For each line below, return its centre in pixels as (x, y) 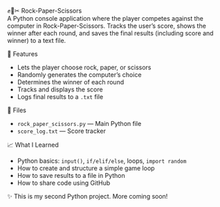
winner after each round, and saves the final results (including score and (110, 33)
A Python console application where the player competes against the (106, 18)
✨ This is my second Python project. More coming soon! (88, 196)
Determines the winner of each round (71, 82)
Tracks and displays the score (60, 89)
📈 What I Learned (33, 145)
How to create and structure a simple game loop (86, 168)
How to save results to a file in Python (71, 175)
